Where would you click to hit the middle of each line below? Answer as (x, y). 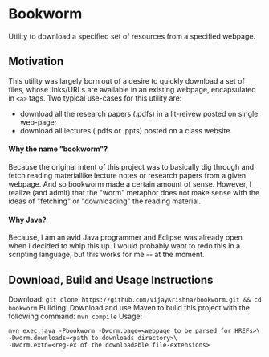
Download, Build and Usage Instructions (111, 279)
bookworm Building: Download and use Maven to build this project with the (129, 307)
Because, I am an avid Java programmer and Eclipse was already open (126, 237)
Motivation (36, 62)
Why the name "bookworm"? (58, 149)
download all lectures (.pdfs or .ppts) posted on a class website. (126, 130)
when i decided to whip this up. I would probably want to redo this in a (124, 246)
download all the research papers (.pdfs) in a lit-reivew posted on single (139, 113)
